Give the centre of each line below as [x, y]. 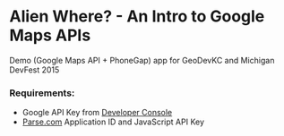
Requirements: [42, 93]
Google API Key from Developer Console [97, 113]
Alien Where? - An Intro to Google [137, 17]
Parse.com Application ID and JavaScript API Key [113, 122]
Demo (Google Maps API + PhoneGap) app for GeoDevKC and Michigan [142, 60]
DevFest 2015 [34, 70]
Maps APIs [50, 35]
